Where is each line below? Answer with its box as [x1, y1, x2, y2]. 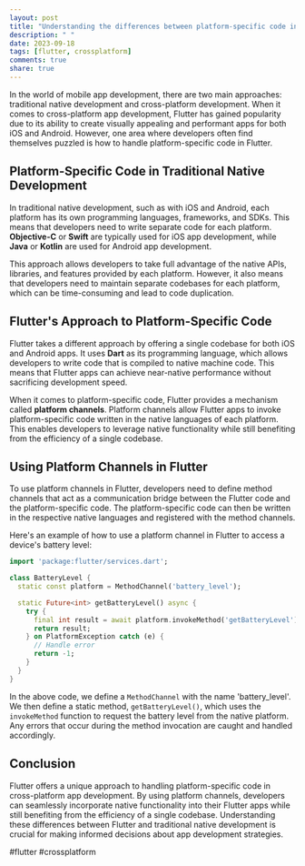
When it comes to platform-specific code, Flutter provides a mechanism [9, 394, 279, 405]
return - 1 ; [33, 649, 75, 659]
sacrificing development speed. [9, 377, 128, 388]
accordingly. [9, 730, 56, 740]
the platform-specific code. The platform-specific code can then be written [9, 502, 291, 514]
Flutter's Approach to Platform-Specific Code [9, 314, 272, 329]
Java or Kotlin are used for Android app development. [9, 240, 212, 251]
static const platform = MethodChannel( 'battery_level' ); [17, 582, 242, 591]
